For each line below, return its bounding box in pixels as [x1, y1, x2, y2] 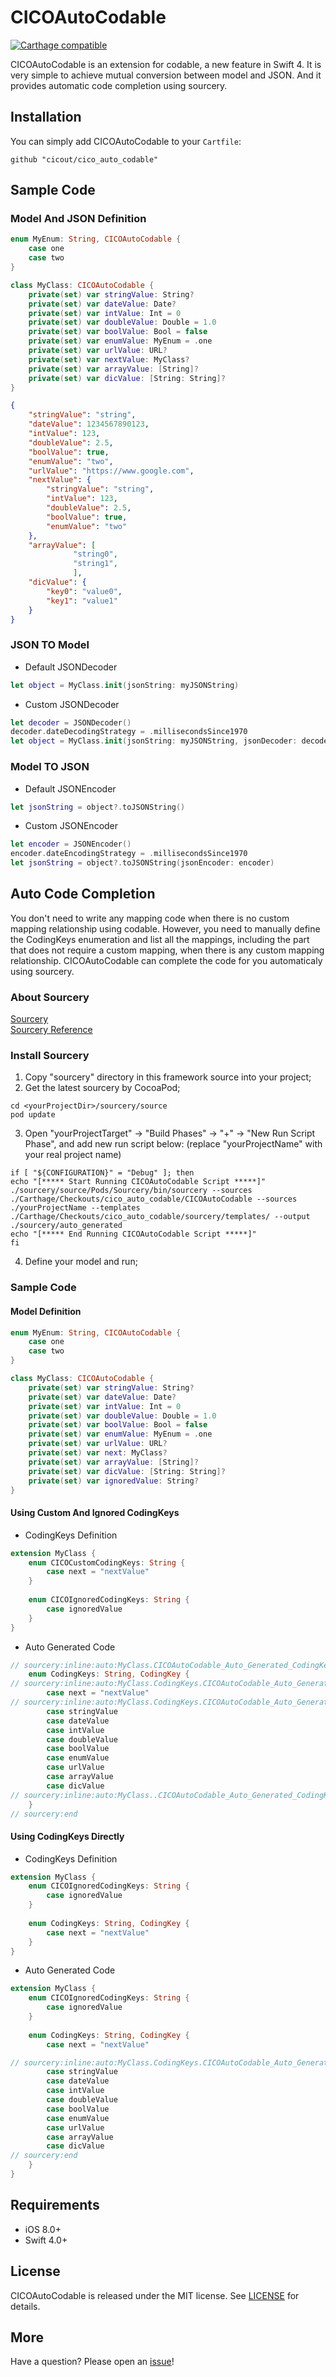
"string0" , [73, 549, 118, 560]
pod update [10, 1110, 56, 1120]
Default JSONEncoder [24, 782, 117, 795]
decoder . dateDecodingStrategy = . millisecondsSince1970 [10, 727, 248, 737]
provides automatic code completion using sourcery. [10, 79, 228, 91]
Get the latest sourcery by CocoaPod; [24, 1082, 181, 1094]
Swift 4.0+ [24, 2234, 68, 2246]
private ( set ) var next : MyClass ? [28, 1448, 168, 1458]
